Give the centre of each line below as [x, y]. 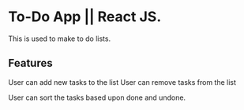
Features [30, 63]
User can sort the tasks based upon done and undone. [97, 97]
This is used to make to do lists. [60, 38]
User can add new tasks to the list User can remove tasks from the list [122, 82]
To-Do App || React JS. [85, 17]
